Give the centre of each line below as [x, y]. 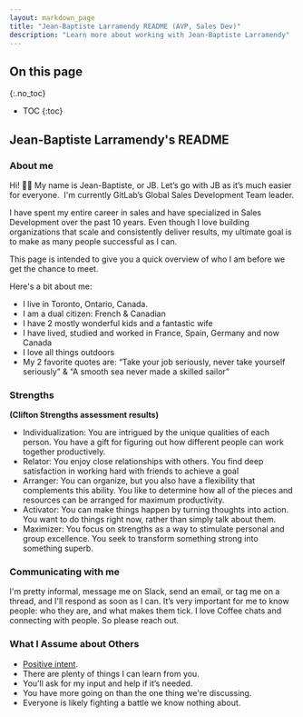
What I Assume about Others [74, 644]
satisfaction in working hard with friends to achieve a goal [131, 471]
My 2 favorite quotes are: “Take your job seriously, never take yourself [154, 362]
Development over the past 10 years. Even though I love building [129, 222]
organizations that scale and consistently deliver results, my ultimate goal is [151, 232]
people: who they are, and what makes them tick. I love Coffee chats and [146, 611]
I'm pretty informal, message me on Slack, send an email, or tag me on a [145, 592]
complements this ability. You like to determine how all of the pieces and [157, 491]
